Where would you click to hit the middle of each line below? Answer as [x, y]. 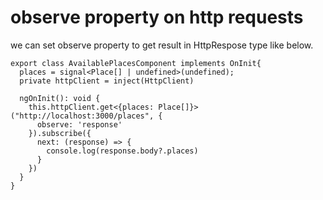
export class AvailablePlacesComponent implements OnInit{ [136, 63]
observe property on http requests [157, 17]
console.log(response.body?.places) [122, 151]
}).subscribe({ [60, 133]
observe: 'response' [79, 124]
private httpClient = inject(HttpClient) [107, 81]
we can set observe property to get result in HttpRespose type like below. [162, 45]
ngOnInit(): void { [60, 98]
